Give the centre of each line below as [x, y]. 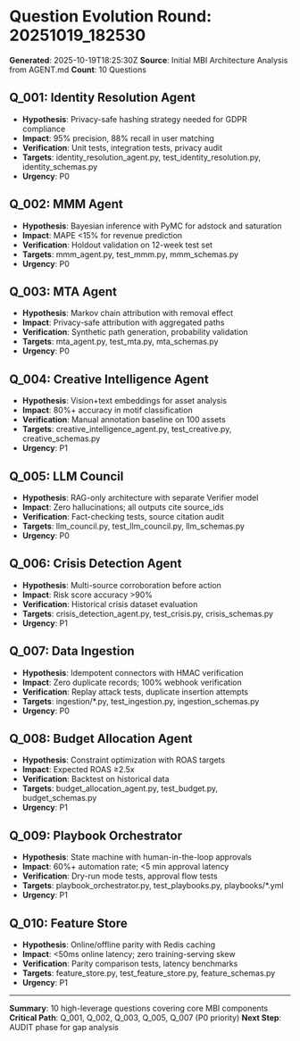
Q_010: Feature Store [68, 923]
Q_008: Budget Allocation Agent [101, 739]
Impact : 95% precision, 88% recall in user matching [118, 138]
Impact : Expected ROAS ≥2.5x [79, 770]
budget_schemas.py [59, 798]
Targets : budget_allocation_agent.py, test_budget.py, [120, 788]
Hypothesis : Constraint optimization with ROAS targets [124, 760]
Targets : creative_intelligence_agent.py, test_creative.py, [127, 429]
